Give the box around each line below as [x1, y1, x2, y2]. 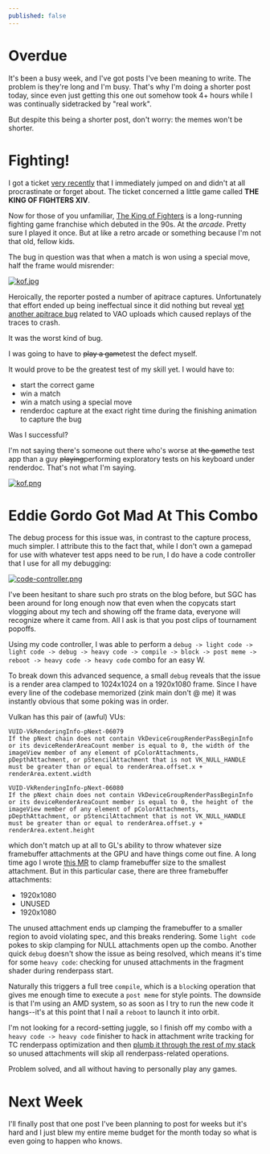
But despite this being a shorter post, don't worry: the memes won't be [8, 114, 243, 124]
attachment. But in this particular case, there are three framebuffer [8, 866, 229, 876]
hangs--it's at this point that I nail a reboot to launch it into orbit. [8, 1007, 219, 1017]
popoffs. [8, 624, 36, 633]
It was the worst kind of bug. [8, 333, 103, 342]
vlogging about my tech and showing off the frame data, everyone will [8, 607, 241, 616]
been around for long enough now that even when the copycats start [8, 598, 236, 608]
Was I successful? [8, 430, 68, 439]
